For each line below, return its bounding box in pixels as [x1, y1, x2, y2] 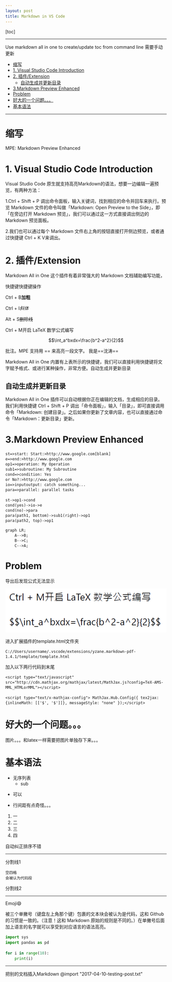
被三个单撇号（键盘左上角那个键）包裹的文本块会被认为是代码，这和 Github [5, 911, 164, 917]
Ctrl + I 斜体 [5, 305, 29, 312]
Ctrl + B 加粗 [5, 294, 31, 300]
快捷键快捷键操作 [5, 283, 41, 290]
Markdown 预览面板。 [5, 217, 52, 223]
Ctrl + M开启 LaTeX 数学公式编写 [5, 327, 74, 333]
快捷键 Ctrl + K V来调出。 [9, 235, 63, 241]
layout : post [5, 8, 33, 13]
